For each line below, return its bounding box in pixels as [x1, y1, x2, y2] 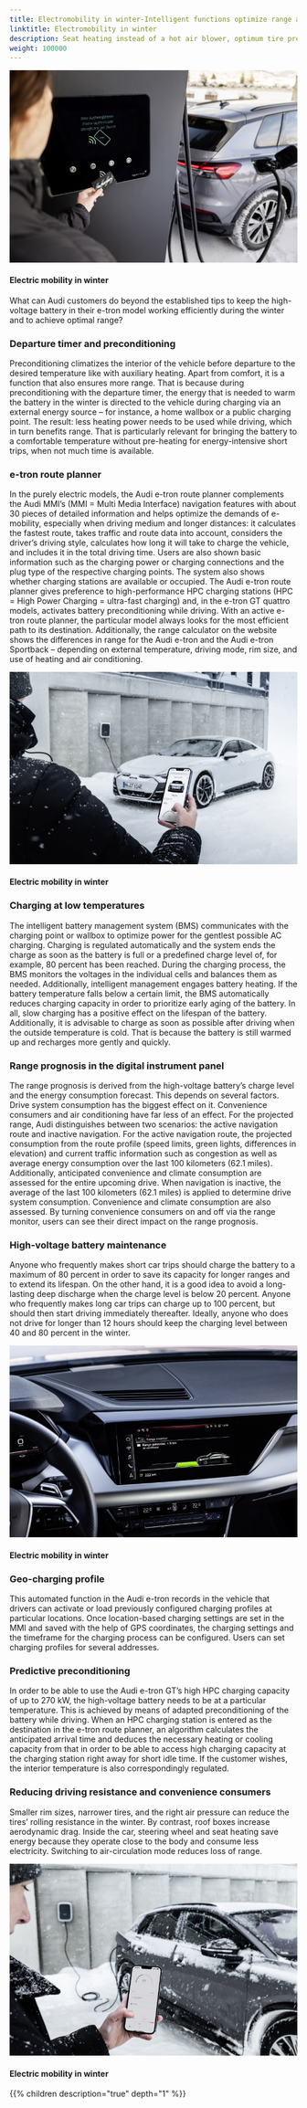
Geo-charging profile [9, 1572, 105, 1585]
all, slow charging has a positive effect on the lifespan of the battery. [9, 1007, 268, 1018]
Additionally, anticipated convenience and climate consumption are [9, 1167, 262, 1178]
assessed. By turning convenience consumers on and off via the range [9, 1207, 276, 1217]
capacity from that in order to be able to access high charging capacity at [9, 1744, 286, 1755]
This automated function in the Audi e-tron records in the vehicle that [9, 1594, 270, 1605]
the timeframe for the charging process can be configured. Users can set [9, 1632, 285, 1643]
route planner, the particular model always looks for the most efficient [26, 615, 290, 626]
